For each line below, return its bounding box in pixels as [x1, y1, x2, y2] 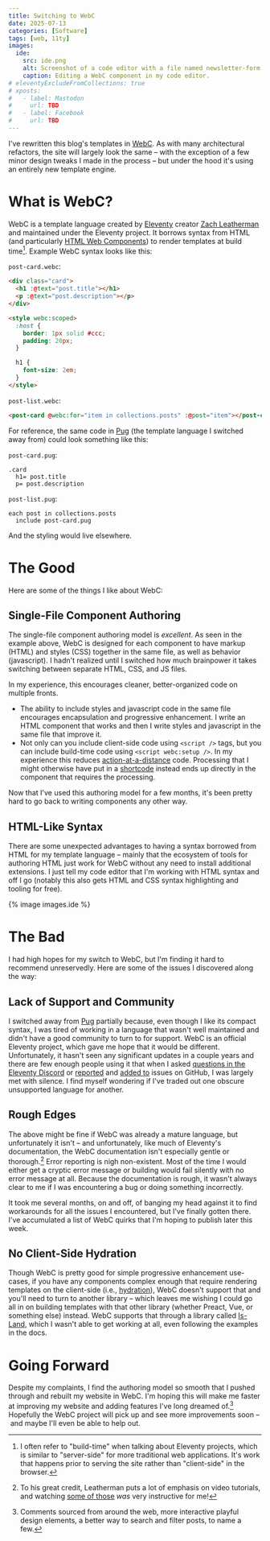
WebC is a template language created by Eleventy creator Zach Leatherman [8, 219, 260, 229]
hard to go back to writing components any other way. [8, 796, 188, 806]
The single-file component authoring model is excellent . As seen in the [8, 630, 243, 640]
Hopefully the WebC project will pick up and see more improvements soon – [8, 1410, 260, 1419]
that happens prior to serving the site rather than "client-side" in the [19, 1458, 245, 1468]
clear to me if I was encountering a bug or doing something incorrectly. [8, 1182, 243, 1192]
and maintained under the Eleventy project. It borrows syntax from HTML [8, 227, 251, 238]
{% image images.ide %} [8, 899, 91, 910]
